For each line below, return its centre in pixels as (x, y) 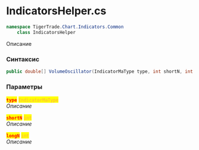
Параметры (24, 86)
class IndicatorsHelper (46, 32)
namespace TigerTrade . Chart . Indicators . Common (65, 27)
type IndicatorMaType (32, 100)
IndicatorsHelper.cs (56, 11)
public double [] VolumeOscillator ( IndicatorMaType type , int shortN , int (100, 71)
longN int (18, 136)
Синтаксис (23, 59)
